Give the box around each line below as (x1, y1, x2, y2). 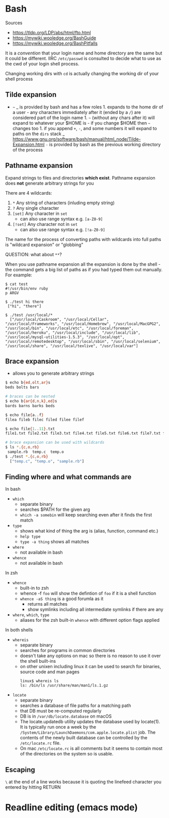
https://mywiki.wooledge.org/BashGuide (12, 35, 97, 41)
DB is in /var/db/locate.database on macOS (20, 713, 112, 719)
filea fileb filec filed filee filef (5, 417, 84, 422)
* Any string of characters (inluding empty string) (12, 200, 115, 206)
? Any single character (12, 205, 59, 211)
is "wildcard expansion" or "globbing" (5, 242, 84, 248)
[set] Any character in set (12, 210, 68, 216)
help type (20, 534, 41, 540)
